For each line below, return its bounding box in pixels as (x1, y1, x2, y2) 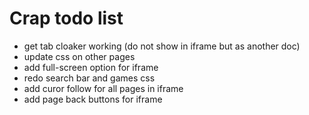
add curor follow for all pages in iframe (23, 82, 184, 94)
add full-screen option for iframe (23, 61, 159, 73)
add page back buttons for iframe (23, 93, 163, 105)
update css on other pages (23, 50, 136, 62)
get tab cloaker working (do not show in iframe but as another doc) (23, 40, 301, 52)
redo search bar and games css (23, 72, 156, 84)
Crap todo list (9, 7, 124, 30)
